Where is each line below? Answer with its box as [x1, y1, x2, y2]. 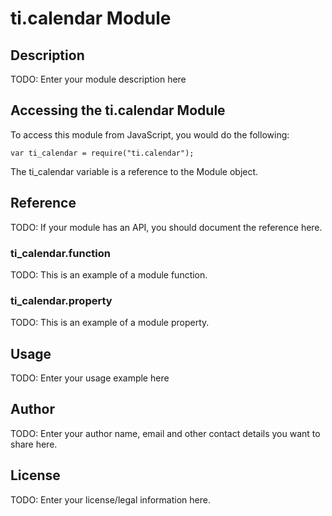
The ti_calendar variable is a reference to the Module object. [10, 165, 259, 177]
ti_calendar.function [10, 246, 111, 260]
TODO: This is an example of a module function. [10, 268, 208, 281]
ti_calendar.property [10, 293, 113, 307]
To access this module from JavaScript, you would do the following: [10, 128, 290, 141]
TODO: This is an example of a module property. [10, 317, 210, 329]
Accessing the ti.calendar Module [10, 102, 226, 119]
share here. [10, 438, 58, 450]
